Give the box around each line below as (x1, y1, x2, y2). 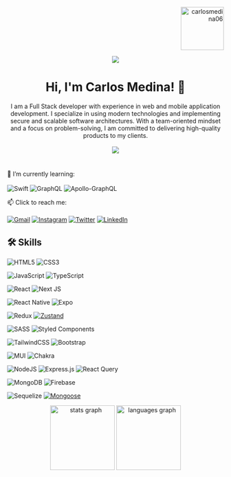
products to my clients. (82, 131, 148, 139)
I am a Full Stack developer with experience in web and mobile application (10, 102, 221, 110)
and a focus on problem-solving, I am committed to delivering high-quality (10, 124, 221, 132)
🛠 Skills (7, 236, 43, 248)
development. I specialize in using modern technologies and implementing (10, 109, 221, 117)
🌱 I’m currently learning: (7, 170, 76, 179)
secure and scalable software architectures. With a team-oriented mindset (10, 116, 221, 125)
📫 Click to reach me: (7, 199, 67, 207)
